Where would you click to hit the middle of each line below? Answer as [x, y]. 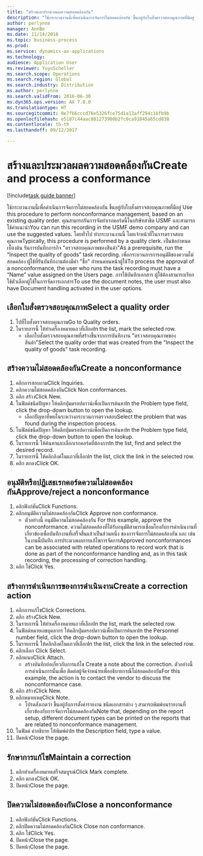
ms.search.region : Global [39, 79]
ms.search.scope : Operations [43, 74]
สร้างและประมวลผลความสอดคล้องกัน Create [97, 166]
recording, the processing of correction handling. [86, 560]
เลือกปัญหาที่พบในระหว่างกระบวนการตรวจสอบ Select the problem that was [105, 416]
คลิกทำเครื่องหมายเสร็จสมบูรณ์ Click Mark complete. [72, 772]
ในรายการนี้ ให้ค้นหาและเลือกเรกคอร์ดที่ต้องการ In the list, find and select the [98, 443]
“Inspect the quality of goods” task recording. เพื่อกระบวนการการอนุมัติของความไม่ [100, 254]
